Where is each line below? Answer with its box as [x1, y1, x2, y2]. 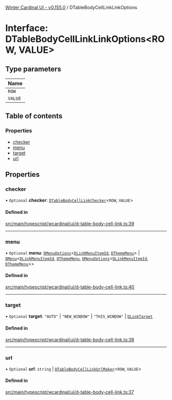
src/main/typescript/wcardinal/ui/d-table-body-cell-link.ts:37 [5, 389, 134, 395]
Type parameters [5, 64, 61, 74]
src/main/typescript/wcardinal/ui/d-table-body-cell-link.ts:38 [5, 336, 135, 342]
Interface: [5, 23, 49, 34]
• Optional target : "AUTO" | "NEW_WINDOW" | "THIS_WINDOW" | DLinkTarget [5, 313, 153, 319]
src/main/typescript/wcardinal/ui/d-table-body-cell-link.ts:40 [5, 284, 135, 290]
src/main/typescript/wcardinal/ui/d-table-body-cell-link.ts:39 [5, 221, 135, 227]
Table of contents [5, 112, 62, 120]
